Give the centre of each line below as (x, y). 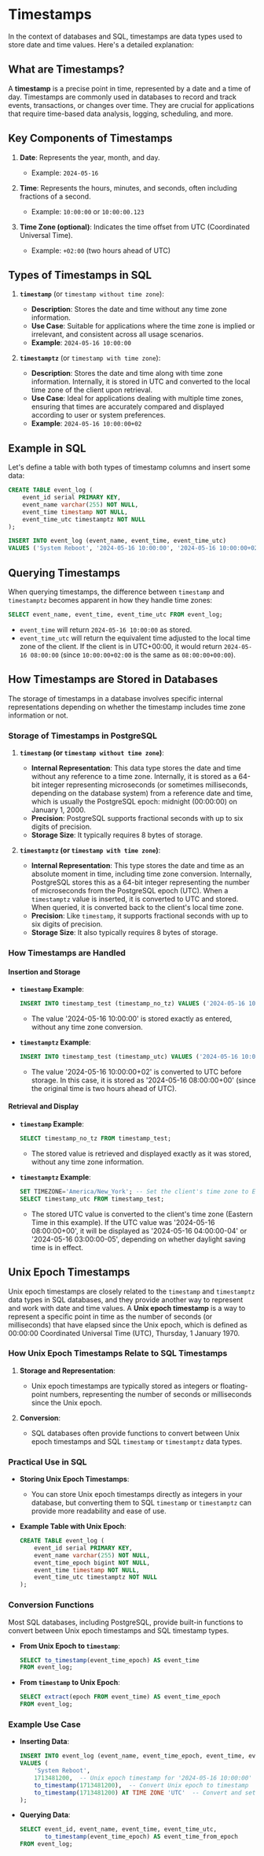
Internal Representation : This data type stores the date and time (136, 768)
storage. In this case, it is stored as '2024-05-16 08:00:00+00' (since (144, 1080)
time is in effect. (57, 1247)
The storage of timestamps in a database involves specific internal (116, 698)
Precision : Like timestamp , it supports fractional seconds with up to (140, 915)
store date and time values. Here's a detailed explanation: (101, 44)
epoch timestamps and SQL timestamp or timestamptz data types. (137, 1441)
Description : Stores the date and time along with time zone (127, 373)
